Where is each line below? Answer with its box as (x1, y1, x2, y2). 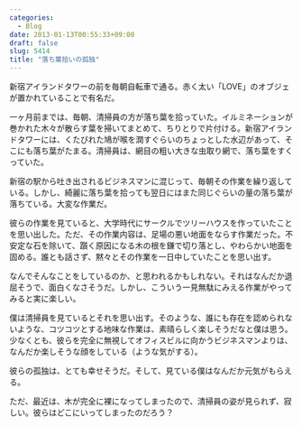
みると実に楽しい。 (9, 293, 81, 303)
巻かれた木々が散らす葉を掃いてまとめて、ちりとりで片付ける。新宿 (9, 123, 261, 134)
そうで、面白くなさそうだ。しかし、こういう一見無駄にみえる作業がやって (16, 282, 293, 292)
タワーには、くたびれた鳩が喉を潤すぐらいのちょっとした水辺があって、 (16, 134, 286, 144)
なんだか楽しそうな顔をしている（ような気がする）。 (9, 347, 203, 357)
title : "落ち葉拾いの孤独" (9, 55, 100, 64)
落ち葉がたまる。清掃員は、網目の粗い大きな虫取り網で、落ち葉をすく (32, 145, 294, 156)
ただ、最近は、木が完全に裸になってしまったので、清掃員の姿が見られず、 (9, 396, 284, 406)
